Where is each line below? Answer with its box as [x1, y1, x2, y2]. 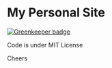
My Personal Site [7, 5, 106, 21]
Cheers [7, 54, 28, 63]
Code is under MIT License [7, 41, 83, 49]
